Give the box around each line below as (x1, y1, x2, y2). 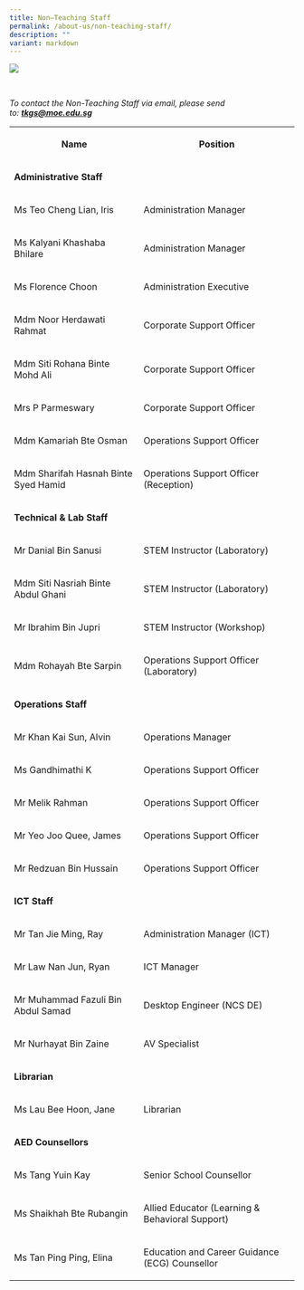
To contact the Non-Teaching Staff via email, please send (9, 98, 225, 109)
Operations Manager (143, 731, 232, 743)
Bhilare (14, 248, 43, 261)
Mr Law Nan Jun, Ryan (14, 960, 110, 973)
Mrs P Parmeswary (14, 402, 95, 415)
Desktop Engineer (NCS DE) (143, 999, 263, 1012)
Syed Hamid (14, 479, 66, 492)
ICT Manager (143, 960, 199, 973)
